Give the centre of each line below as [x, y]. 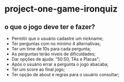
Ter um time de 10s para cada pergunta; [51, 49]
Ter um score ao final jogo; [38, 69]
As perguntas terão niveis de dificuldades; [54, 54]
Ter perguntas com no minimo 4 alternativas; [56, 44]
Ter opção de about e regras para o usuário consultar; [65, 74]
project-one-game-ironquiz [61, 9]
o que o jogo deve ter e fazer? [50, 27]
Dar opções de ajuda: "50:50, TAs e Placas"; [56, 59]
